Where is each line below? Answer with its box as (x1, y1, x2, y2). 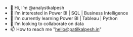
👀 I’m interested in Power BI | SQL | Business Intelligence (10, 10, 128, 16)
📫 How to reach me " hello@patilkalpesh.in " (10, 26, 102, 32)
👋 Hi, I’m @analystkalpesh (10, 5, 65, 10)
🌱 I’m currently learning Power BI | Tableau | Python (10, 15, 118, 21)
